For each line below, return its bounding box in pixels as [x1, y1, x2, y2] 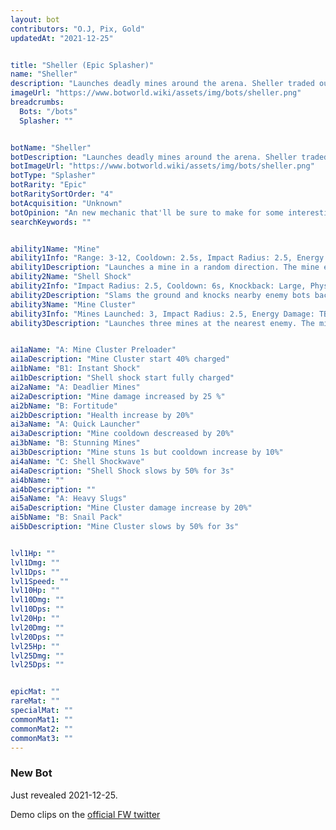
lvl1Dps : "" [10, 567, 60, 577]
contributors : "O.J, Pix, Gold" [10, 24, 145, 34]
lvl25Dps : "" [10, 660, 65, 670]
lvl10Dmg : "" [10, 595, 65, 605]
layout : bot [10, 14, 60, 25]
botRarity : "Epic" [10, 180, 87, 190]
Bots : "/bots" [19, 106, 78, 116]
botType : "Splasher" [10, 171, 97, 181]
